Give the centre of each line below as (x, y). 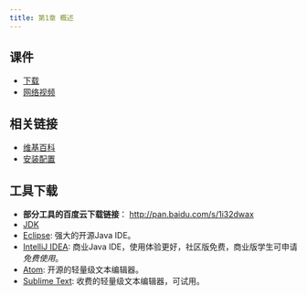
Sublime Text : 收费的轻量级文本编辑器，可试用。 (114, 281)
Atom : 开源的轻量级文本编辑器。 (83, 269)
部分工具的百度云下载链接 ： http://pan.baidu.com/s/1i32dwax (138, 215)
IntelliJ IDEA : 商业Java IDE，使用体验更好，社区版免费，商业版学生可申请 (160, 247)
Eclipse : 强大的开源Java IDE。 (79, 236)
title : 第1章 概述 (42, 18)
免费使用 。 (43, 258)
